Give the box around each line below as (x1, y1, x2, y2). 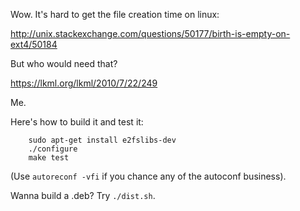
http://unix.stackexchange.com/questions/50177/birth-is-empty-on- (10, 28, 291, 39)
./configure (28, 144, 78, 154)
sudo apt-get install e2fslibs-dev (28, 135, 177, 145)
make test (28, 153, 70, 163)
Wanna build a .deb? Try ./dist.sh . (10, 190, 156, 201)
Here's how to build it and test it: (10, 116, 144, 128)
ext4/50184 (10, 39, 58, 50)
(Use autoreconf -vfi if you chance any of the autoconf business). (10, 170, 287, 182)
